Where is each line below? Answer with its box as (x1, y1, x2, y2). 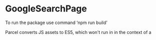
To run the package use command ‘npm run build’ (5, 19, 108, 25)
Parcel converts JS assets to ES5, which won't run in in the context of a (5, 29, 152, 35)
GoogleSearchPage (5, 3, 87, 14)
